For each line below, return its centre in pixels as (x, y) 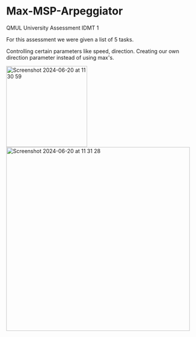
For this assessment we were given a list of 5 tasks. (70, 39)
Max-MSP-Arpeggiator (65, 11)
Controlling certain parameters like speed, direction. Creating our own (93, 51)
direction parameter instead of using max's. (60, 57)
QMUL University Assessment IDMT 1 (53, 28)
